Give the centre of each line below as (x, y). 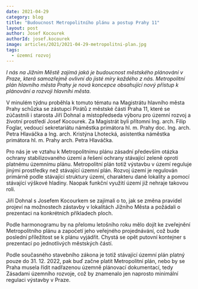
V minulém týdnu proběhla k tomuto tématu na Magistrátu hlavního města (95, 102)
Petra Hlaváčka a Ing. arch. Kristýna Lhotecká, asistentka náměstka (88, 134)
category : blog (25, 17)
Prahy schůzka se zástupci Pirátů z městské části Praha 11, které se (88, 109)
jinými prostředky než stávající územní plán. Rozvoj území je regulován (92, 170)
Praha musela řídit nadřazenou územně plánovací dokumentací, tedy (90, 267)
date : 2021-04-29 (27, 12)
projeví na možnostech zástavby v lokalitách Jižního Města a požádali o (93, 206)
